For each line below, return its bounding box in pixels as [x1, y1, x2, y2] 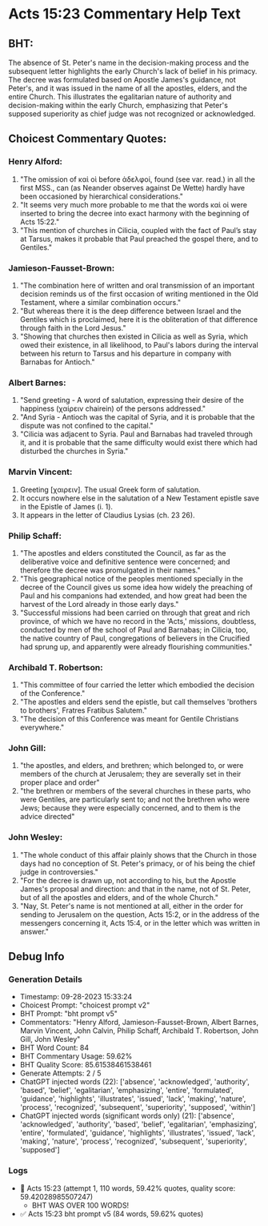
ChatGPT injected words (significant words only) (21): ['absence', [19, 1111, 235, 1121]
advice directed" [19, 812, 75, 822]
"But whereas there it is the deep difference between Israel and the [19, 306, 242, 316]
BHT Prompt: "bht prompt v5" [19, 1009, 118, 1019]
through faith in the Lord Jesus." [19, 323, 126, 332]
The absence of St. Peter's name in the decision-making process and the [8, 58, 250, 67]
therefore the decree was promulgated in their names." [19, 565, 202, 575]
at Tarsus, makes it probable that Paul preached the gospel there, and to [19, 234, 258, 243]
